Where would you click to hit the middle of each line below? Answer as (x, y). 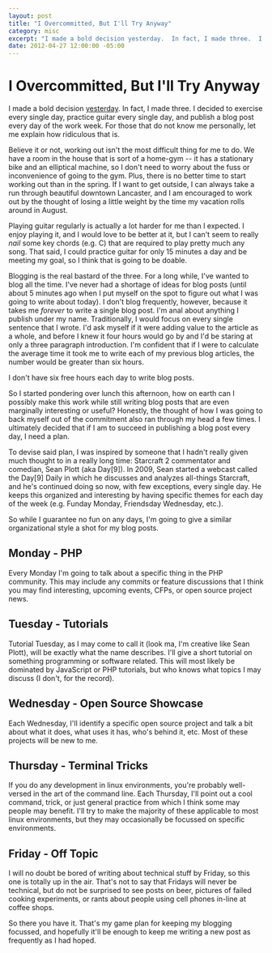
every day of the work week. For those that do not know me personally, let (132, 126)
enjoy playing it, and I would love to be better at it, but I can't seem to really (134, 235)
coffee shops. (32, 908)
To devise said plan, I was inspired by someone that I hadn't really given (128, 452)
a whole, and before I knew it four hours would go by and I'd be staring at (131, 336)
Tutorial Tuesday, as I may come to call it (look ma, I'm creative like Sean (129, 644)
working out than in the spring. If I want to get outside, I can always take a (132, 185)
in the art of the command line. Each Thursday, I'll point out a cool (143, 793)
